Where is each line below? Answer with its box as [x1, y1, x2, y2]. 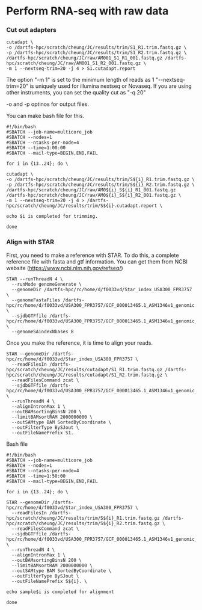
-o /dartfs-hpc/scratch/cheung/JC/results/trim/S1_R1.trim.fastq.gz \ [6, 45, 187, 51]
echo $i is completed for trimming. [6, 214, 98, 220]
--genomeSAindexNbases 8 [11, 328, 74, 334]
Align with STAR [6, 238, 54, 246]
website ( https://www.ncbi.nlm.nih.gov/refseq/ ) [6, 264, 123, 271]
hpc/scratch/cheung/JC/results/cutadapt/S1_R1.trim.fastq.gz [6, 366, 163, 372]
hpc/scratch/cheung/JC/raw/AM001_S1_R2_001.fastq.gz [6, 60, 141, 67]
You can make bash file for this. [6, 112, 85, 120]
